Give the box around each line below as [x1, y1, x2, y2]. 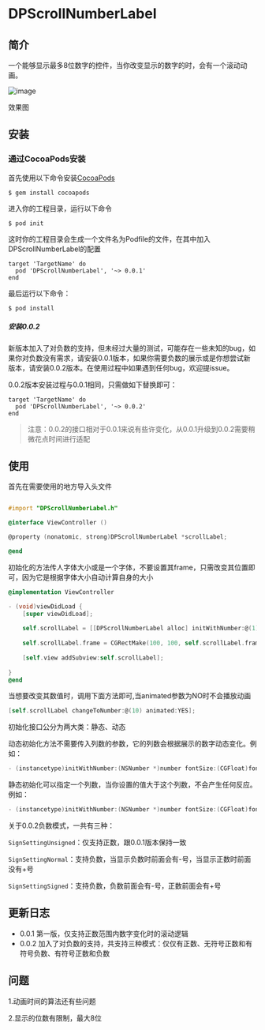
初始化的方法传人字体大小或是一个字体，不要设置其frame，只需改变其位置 [8, 562, 248, 572]
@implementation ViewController [8, 588, 114, 596]
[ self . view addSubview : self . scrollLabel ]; [22, 653, 164, 662]
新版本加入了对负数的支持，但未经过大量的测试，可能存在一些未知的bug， [8, 343, 249, 352]
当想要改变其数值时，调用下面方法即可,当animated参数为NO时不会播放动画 [8, 691, 252, 701]
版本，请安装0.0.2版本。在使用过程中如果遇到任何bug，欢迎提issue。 [8, 363, 234, 372]
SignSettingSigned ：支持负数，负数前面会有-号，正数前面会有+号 [8, 882, 222, 891]
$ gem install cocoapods [8, 189, 90, 197]
